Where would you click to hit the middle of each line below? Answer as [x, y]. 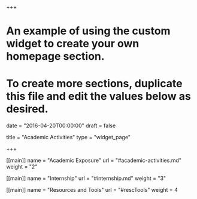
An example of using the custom [88, 31]
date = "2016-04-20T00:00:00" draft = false [61, 125]
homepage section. [55, 56]
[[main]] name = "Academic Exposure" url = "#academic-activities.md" [94, 160]
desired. [27, 109]
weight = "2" [22, 167]
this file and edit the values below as [99, 97]
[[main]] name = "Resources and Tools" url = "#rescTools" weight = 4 [92, 190]
